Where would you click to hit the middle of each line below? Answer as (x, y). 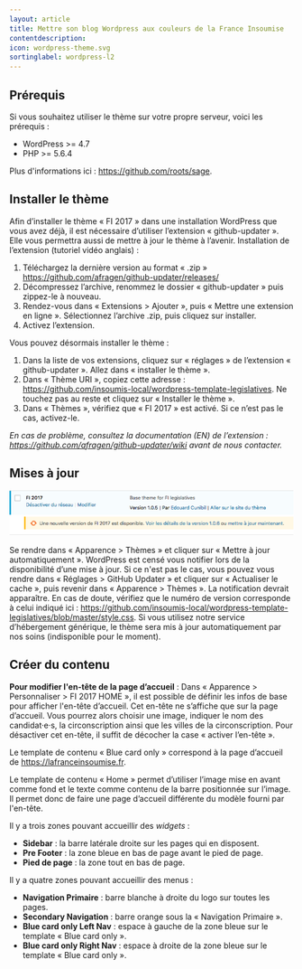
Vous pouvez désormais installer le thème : (89, 343)
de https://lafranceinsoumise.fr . (68, 762)
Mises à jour (44, 473)
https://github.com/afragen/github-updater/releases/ (120, 277)
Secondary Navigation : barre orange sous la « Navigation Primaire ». (152, 917)
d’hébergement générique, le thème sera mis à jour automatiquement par (146, 626)
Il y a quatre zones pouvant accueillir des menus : (101, 880)
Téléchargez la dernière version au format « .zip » (114, 268)
